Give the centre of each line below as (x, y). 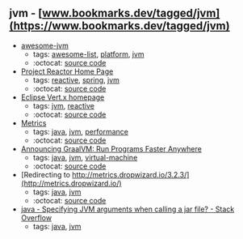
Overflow (36, 217)
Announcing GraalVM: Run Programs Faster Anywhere (111, 148)
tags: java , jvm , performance (80, 131)
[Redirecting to (46, 174)
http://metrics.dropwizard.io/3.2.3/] (131, 174)
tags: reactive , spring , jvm (76, 79)
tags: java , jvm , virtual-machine (85, 157)
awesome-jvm (45, 45)
